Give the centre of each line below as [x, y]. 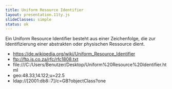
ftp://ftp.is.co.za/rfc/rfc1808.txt [45, 60]
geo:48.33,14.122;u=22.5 [39, 76]
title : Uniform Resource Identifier [44, 10]
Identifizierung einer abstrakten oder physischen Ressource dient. [75, 44]
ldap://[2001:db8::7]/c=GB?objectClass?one [59, 81]
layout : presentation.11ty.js [38, 15]
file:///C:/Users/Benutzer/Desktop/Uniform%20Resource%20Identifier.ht [90, 65]
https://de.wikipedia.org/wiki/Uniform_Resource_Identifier [74, 54]
